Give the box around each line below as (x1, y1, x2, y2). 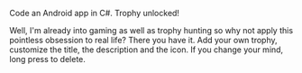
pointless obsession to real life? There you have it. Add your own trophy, (9, 35, 278, 45)
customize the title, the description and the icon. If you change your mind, (9, 44, 284, 55)
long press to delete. (9, 54, 86, 64)
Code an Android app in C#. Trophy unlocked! (9, 8, 180, 18)
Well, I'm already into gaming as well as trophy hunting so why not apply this (9, 25, 294, 35)
